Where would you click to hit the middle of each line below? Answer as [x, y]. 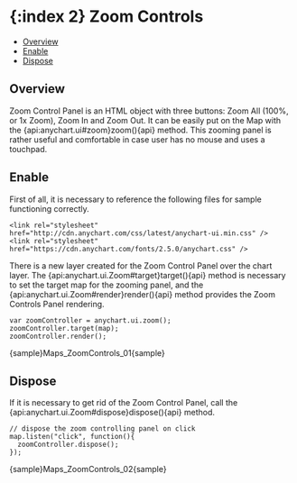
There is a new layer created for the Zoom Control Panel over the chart [141, 265]
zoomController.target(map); [64, 328]
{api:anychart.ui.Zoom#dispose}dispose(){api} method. [112, 413]
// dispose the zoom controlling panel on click [102, 429]
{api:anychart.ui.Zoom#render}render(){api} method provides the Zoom [142, 294]
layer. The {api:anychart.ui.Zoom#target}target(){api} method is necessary [148, 275]
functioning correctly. [49, 208]
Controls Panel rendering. [57, 304]
